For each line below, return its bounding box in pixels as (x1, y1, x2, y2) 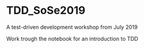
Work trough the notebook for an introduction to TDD (6, 35, 139, 42)
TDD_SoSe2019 (6, 4, 86, 17)
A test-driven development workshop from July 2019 (6, 23, 138, 31)
